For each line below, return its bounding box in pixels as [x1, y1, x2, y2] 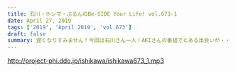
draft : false [7, 30, 46, 38]
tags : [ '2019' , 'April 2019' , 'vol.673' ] [7, 24, 132, 31]
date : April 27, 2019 [7, 17, 72, 24]
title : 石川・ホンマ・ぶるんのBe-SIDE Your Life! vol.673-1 [7, 10, 178, 18]
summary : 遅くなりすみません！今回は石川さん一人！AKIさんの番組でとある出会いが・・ [7, 37, 231, 44]
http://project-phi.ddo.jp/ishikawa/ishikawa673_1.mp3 [7, 56, 165, 65]
